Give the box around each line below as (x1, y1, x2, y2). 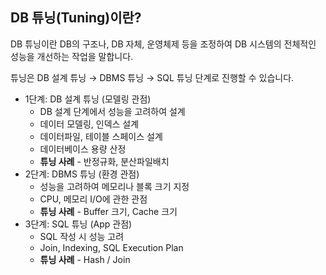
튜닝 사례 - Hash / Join (39, 253, 131, 265)
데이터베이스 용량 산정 (39, 143, 127, 155)
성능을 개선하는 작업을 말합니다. (10, 50, 134, 62)
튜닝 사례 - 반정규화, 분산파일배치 (39, 155, 170, 167)
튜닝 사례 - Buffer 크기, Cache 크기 (39, 205, 178, 217)
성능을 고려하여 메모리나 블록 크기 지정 (39, 180, 190, 192)
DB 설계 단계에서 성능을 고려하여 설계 (39, 105, 186, 117)
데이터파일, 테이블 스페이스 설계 (39, 130, 163, 142)
